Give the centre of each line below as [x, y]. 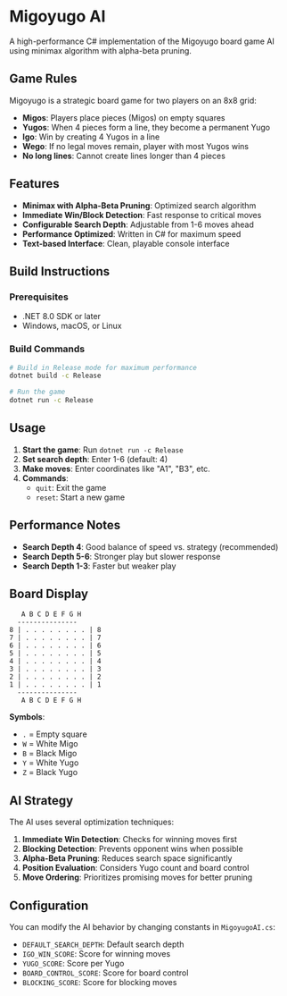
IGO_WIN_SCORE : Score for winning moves [96, 954]
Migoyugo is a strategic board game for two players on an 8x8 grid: [133, 100]
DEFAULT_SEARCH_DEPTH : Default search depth [103, 944]
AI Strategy [41, 801]
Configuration [49, 905]
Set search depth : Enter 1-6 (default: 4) [94, 459]
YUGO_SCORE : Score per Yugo [73, 964]
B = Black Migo [49, 754]
